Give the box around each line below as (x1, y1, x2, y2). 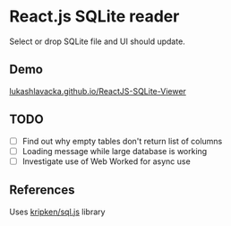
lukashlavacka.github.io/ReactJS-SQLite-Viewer (9, 85, 186, 96)
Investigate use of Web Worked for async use (21, 155, 191, 167)
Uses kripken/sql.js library (9, 206, 106, 217)
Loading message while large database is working (21, 145, 208, 156)
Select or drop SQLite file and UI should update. (9, 36, 185, 47)
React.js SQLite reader (9, 6, 180, 27)
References (9, 182, 75, 198)
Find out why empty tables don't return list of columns (21, 135, 223, 146)
